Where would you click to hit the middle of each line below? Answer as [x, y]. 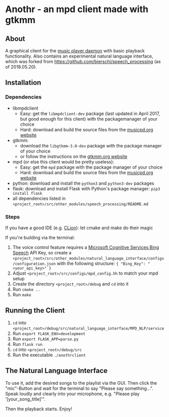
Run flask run [27, 344]
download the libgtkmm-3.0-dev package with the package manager [91, 145]
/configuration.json [34, 264]
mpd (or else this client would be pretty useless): [63, 162]
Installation [23, 83]
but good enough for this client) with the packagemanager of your [89, 119]
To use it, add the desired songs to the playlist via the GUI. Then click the [81, 383]
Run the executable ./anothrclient [49, 355]
